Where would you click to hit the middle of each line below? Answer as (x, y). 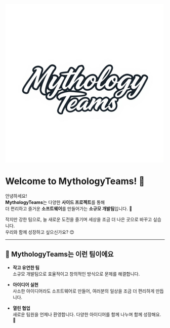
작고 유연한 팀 (26, 267)
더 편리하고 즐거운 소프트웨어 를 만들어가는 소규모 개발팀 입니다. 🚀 (69, 208)
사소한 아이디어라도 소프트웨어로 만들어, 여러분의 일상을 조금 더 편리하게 (83, 291)
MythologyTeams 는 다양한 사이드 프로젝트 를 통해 (55, 202)
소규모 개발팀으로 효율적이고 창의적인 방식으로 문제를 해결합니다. (76, 274)
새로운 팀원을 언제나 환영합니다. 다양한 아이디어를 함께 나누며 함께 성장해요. (87, 314)
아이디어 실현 (26, 284)
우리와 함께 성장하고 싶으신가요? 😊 (40, 232)
